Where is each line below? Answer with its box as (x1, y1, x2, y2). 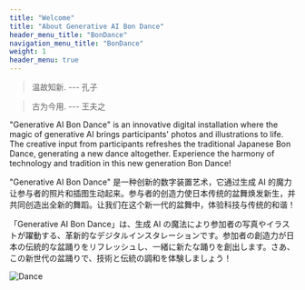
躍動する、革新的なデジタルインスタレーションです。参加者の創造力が (25, 230, 287, 241)
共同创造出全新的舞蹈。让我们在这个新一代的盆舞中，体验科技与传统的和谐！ (9, 199, 296, 210)
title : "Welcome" (9, 13, 75, 23)
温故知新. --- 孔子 (31, 82, 98, 92)
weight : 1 (9, 47, 47, 56)
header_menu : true (9, 55, 79, 65)
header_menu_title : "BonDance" (9, 30, 128, 39)
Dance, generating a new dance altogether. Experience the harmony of (9, 148, 275, 159)
